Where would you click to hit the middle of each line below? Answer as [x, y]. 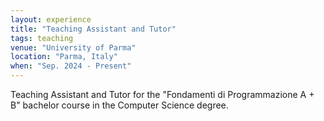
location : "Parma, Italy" [64, 57]
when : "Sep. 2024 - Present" [71, 66]
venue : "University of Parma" [73, 47]
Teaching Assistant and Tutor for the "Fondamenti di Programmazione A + [162, 94]
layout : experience [51, 19]
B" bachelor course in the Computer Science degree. [119, 105]
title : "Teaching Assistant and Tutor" [93, 29]
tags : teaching [42, 38]
